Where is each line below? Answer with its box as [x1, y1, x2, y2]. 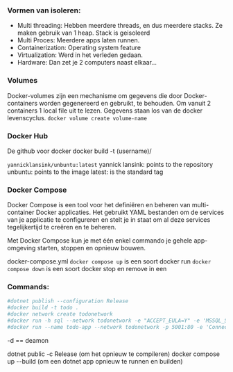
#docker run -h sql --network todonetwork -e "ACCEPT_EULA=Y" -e [7, 317, 200, 325]
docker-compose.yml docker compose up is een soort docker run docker [7, 257, 212, 266]
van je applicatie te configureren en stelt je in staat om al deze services [7, 216, 211, 224]
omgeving [7, 244, 36, 252]
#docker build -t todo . [7, 305, 79, 312]
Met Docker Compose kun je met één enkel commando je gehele [7, 236, 193, 245]
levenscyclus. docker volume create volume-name [7, 113, 148, 122]
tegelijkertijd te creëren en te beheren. [7, 223, 116, 232]
